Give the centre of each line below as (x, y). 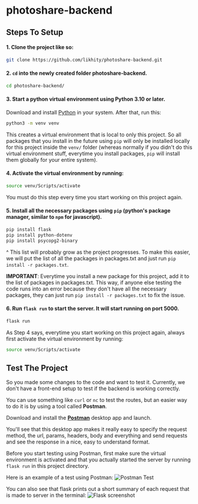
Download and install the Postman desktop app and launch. (79, 418)
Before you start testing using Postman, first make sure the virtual (86, 454)
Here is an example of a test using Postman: (60, 477)
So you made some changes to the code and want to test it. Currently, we (95, 382)
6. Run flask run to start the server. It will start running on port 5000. (92, 308)
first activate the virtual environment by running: (65, 339)
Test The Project (37, 368)
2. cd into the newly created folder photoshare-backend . (77, 73)
